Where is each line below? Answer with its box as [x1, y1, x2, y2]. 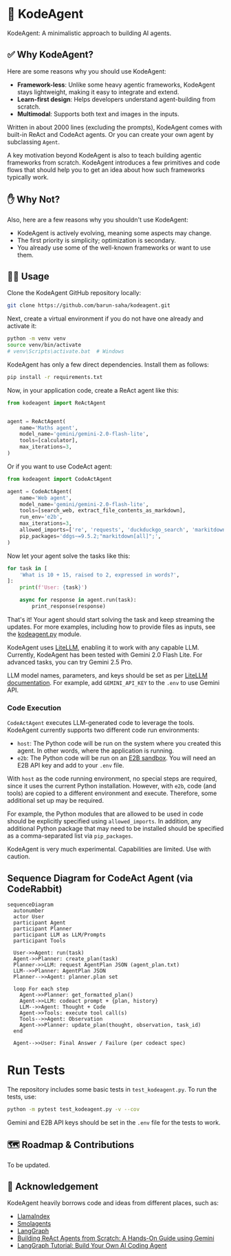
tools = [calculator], [19, 437, 78, 444]
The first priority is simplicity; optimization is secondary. [16, 236, 177, 244]
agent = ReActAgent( [7, 418, 67, 425]
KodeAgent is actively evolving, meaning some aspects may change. [16, 228, 212, 237]
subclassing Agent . [7, 138, 60, 146]
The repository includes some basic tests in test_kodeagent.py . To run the [7, 1085, 217, 1093]
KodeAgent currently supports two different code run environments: [7, 726, 199, 735]
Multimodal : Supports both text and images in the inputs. [16, 109, 180, 118]
